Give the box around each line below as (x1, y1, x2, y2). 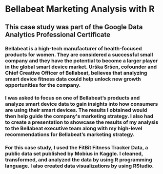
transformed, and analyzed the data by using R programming (5, 156, 152, 163)
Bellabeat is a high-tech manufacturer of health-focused (5, 45, 143, 52)
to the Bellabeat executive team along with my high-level (5, 125, 143, 132)
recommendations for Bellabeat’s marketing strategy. (5, 131, 135, 138)
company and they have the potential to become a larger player (5, 57, 158, 64)
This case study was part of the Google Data (5, 23, 143, 31)
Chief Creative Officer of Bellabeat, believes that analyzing (5, 69, 147, 76)
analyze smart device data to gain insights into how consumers (5, 101, 158, 108)
